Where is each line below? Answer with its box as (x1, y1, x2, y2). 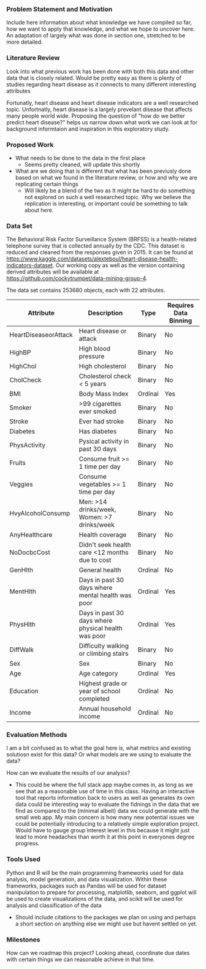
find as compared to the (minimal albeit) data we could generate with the (15, 807, 199, 815)
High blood (78, 344, 111, 353)
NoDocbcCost (9, 548, 50, 557)
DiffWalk (9, 645, 34, 654)
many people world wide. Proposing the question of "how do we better (6, 112, 185, 120)
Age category (78, 669, 118, 678)
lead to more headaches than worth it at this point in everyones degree (15, 833, 195, 841)
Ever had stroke (78, 417, 124, 426)
